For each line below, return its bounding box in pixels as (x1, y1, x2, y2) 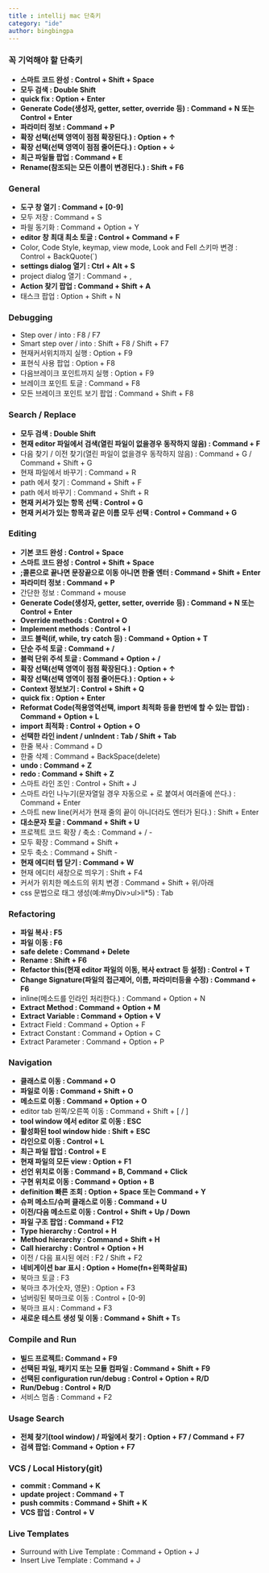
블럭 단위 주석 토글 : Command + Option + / (19, 653, 161, 663)
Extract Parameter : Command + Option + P (19, 1037, 165, 1047)
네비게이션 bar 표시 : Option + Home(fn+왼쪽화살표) (19, 1263, 188, 1273)
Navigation (8, 1057, 52, 1068)
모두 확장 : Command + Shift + (19, 837, 119, 847)
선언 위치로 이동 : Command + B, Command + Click (19, 1167, 188, 1177)
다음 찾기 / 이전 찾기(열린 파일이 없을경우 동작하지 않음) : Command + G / (19, 449, 252, 458)
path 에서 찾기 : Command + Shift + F (19, 477, 143, 487)
